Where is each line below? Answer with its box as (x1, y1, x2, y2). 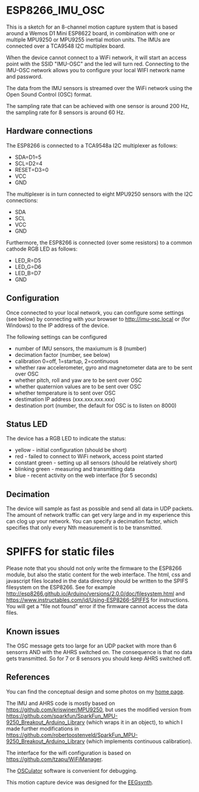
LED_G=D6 (14, 263, 42, 270)
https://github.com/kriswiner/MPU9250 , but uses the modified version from (6, 705, 192, 713)
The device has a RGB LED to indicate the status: (6, 435, 126, 442)
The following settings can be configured (6, 333, 107, 340)
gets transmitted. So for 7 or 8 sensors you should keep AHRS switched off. (6, 655, 192, 662)
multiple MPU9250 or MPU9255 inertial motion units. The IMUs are (6, 36, 170, 43)
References (6, 672, 50, 682)
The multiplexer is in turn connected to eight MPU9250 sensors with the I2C (6, 190, 193, 198)
